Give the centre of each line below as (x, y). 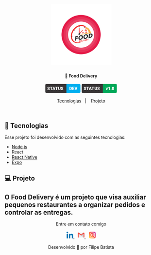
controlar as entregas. (39, 212)
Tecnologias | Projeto (81, 101)
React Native (24, 157)
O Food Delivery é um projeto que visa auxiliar (75, 197)
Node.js (19, 147)
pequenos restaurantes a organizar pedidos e (75, 205)
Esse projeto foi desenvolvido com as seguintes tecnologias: (65, 137)
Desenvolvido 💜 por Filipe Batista (81, 247)
